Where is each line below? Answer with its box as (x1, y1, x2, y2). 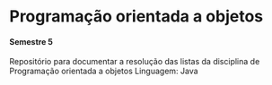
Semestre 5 (9, 36, 54, 47)
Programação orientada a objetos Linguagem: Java (9, 65, 199, 77)
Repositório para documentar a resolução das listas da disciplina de (9, 56, 260, 67)
